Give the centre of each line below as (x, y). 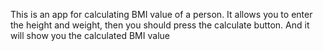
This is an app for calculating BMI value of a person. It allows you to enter (161, 14)
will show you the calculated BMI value (90, 35)
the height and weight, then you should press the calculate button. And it (160, 25)
